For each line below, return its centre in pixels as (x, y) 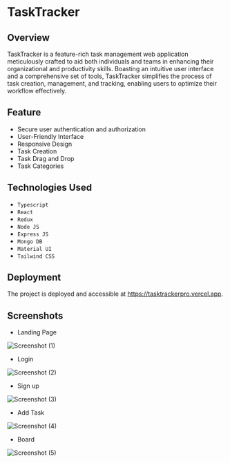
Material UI (34, 249)
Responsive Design (45, 144)
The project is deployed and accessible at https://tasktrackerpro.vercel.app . (115, 294)
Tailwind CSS (36, 256)
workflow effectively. (37, 91)
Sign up (28, 386)
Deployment (34, 277)
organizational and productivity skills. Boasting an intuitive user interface (111, 69)
